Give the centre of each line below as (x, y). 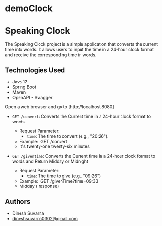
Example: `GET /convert (43, 141)
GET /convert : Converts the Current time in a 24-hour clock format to (81, 116)
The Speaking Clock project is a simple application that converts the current (81, 44)
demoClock (29, 9)
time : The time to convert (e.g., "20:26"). (68, 136)
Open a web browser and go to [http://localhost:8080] (60, 107)
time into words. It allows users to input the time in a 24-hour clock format (80, 50)
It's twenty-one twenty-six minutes (55, 146)
